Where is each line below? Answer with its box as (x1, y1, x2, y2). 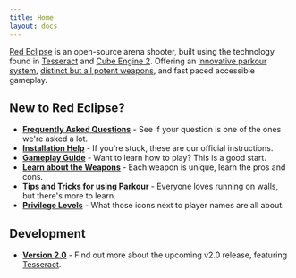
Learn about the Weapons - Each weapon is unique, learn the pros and (21, 162, 286, 173)
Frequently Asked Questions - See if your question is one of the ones (21, 124, 282, 135)
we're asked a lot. (21, 133, 88, 144)
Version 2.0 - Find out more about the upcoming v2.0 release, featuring (21, 249, 288, 260)
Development (9, 225, 87, 241)
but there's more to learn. (21, 190, 116, 201)
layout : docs (9, 21, 58, 30)
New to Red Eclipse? (9, 100, 125, 115)
